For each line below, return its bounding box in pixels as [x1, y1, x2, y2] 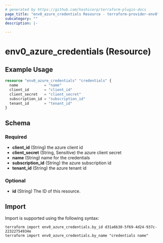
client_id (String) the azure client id [12, 144, 83, 150]
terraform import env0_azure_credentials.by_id [5, 225, 103, 230]
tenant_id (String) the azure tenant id [12, 165, 87, 171]
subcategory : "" [5, 16, 38, 21]
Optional [5, 177, 26, 184]
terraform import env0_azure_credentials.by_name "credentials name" [5, 233, 149, 238]
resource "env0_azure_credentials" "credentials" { [5, 78, 112, 83]
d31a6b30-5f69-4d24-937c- [105, 225, 158, 230]
